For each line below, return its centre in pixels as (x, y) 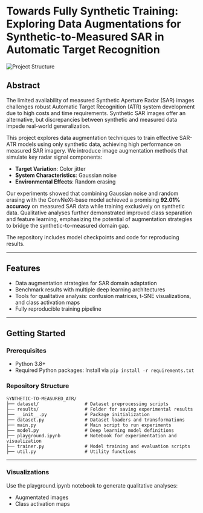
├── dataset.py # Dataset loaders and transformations (96, 420)
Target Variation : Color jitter (50, 168)
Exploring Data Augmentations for (94, 24)
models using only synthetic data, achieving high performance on (99, 144)
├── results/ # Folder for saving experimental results (100, 409)
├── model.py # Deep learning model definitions (90, 430)
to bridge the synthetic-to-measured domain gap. (68, 225)
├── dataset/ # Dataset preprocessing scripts (88, 404)
